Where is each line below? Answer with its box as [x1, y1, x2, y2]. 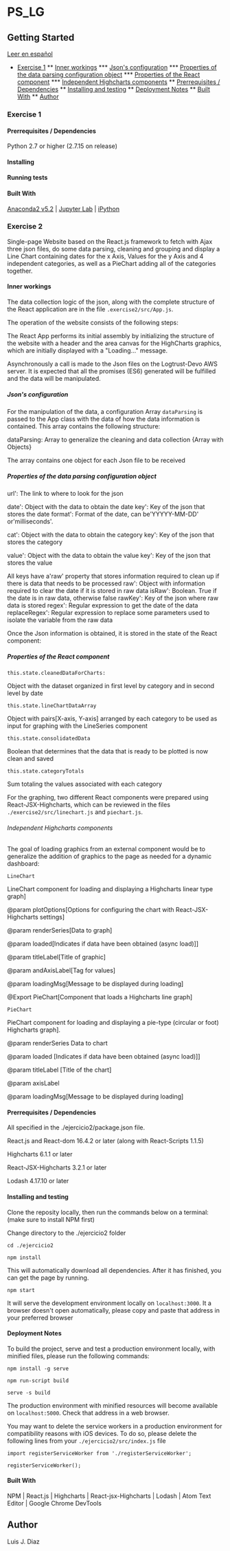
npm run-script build [7, 1377, 69, 1384]
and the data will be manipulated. [7, 375, 101, 383]
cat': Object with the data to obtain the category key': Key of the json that [7, 530, 215, 539]
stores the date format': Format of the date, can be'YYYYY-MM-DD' [7, 510, 199, 518]
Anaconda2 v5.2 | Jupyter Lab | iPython [7, 205, 120, 213]
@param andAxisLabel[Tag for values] [7, 966, 115, 975]
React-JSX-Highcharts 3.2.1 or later [7, 1163, 107, 1172]
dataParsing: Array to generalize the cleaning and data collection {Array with [7, 435, 224, 444]
